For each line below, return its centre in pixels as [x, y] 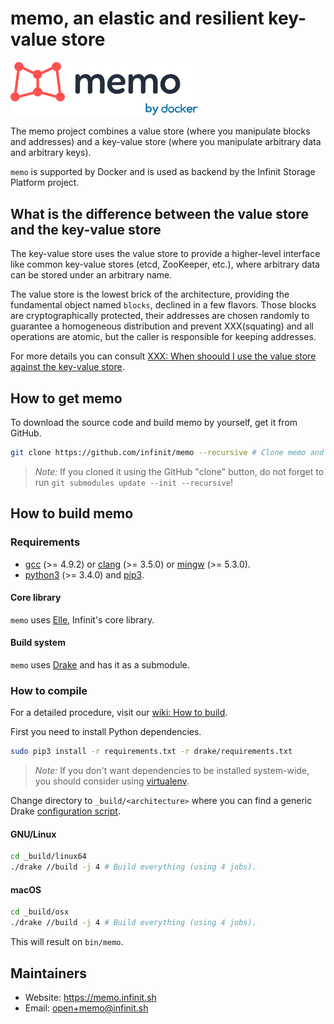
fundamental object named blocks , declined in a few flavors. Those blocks [163, 305]
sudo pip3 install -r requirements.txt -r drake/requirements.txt [151, 752]
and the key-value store [86, 229]
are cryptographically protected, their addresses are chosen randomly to [160, 316]
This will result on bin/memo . [67, 942]
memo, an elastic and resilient [137, 18]
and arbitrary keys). [51, 153]
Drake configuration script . [65, 811]
